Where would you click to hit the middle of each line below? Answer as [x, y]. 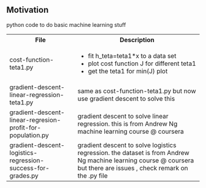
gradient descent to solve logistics [127, 145]
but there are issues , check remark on [133, 168]
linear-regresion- [35, 120]
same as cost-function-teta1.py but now [137, 91]
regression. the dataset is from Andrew [134, 153]
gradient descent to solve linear [123, 116]
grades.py [24, 175]
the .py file [93, 175]
